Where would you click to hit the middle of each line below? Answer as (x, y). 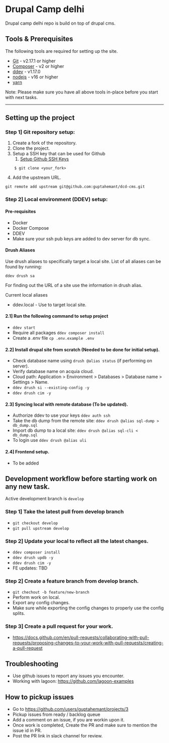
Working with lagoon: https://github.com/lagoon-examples (73, 681)
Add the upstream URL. (37, 177)
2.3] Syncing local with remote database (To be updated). (67, 404)
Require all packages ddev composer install (58, 332)
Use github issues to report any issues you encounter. (68, 676)
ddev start (24, 328)
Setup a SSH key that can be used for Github (59, 154)
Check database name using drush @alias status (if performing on (82, 361)
